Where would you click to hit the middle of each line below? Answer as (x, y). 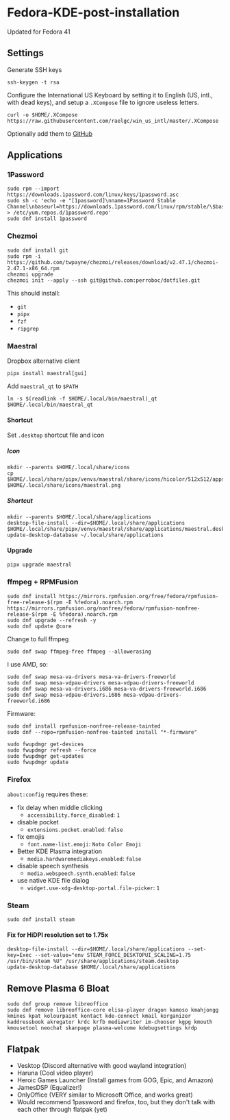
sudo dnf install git (38, 250)
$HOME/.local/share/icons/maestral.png (64, 486)
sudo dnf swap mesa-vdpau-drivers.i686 (64, 695)
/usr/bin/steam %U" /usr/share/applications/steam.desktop (93, 962)
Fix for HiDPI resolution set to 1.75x (57, 935)
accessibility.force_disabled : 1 (74, 815)
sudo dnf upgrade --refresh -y (52, 620)
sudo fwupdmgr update (38, 762)
